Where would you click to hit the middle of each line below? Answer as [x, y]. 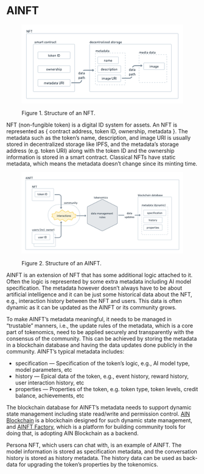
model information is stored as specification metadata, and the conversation [102, 451]
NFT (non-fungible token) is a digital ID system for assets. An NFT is [92, 125]
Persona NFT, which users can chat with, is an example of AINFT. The [94, 445]
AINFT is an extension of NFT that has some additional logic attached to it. [100, 275]
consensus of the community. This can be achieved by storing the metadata [102, 339]
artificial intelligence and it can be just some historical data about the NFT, [100, 295]
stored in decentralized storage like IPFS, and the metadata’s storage [93, 144]
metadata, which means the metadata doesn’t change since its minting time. [102, 164]
